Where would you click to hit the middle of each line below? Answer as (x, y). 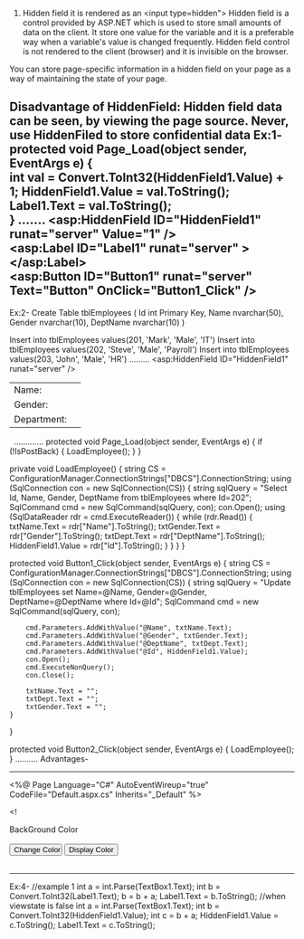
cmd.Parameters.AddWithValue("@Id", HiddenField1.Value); (137, 651)
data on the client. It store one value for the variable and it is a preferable (158, 32)
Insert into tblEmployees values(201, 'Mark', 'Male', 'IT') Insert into (132, 339)
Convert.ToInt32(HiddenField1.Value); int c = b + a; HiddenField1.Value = (144, 915)
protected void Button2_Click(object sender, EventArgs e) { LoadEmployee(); (152, 749)
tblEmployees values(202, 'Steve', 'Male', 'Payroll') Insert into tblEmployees (149, 349)
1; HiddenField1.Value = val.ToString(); (120, 192)
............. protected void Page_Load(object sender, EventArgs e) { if (138, 441)
